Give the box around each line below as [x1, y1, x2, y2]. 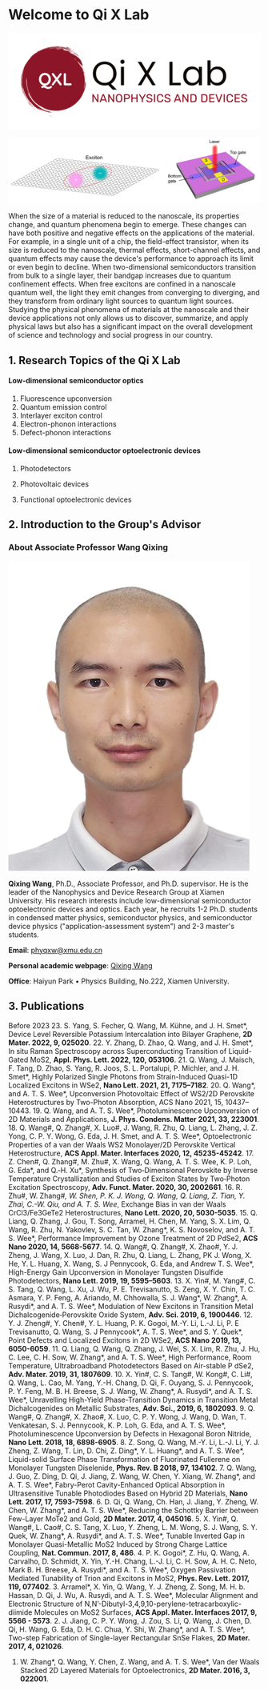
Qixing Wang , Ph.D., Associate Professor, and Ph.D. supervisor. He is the [8, 879, 249, 888]
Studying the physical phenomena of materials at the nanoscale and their [8, 305, 250, 314]
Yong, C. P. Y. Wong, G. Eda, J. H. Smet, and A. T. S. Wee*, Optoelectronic [8, 1131, 252, 1141]
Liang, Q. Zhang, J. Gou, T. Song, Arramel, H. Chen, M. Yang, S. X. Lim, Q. [8, 1216, 251, 1226]
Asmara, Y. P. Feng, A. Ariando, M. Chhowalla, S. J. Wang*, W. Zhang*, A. [8, 1292, 249, 1302]
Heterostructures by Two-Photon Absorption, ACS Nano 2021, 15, [8, 1097, 224, 1107]
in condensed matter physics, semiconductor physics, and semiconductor [8, 912, 253, 922]
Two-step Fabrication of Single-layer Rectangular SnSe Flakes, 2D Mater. [8, 1632, 250, 1642]
